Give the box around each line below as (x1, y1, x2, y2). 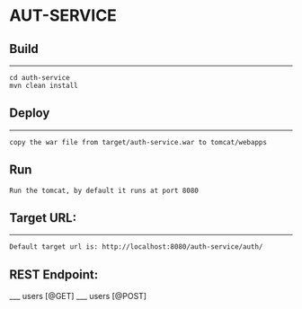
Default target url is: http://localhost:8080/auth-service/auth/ (9, 243, 263, 252)
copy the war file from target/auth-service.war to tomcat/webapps (9, 137, 268, 146)
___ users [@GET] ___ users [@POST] (9, 291, 147, 302)
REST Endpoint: (9, 267, 99, 282)
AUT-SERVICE (9, 5, 117, 26)
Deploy (9, 105, 50, 121)
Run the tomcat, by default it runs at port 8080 (9, 186, 200, 195)
